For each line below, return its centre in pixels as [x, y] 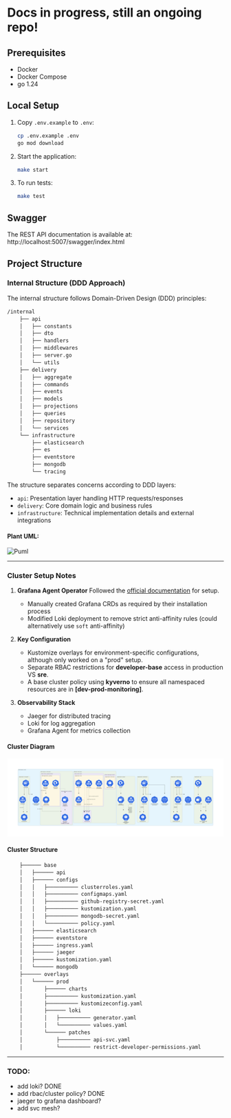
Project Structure [45, 263]
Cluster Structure [33, 850]
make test [31, 197]
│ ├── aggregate [46, 377]
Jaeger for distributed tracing [69, 716]
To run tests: [35, 183]
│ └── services [44, 428]
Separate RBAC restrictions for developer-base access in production [125, 668]
